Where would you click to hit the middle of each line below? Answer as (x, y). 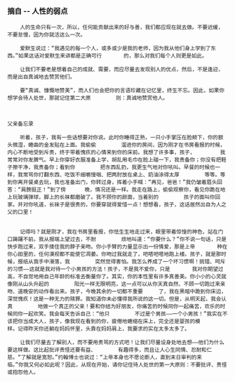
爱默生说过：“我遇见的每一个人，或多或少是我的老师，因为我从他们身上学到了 (115, 48)
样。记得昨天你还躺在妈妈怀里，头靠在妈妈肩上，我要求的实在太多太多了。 (99, 329)
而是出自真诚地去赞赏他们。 (41, 77)
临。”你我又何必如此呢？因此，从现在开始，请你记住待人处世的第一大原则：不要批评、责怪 (117, 365)
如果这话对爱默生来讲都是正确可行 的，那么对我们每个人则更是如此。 (113, 56)
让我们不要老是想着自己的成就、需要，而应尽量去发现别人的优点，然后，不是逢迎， (122, 70)
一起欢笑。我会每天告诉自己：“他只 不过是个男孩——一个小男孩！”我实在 (123, 314)
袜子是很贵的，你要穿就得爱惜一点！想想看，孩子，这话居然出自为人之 (140, 205)
